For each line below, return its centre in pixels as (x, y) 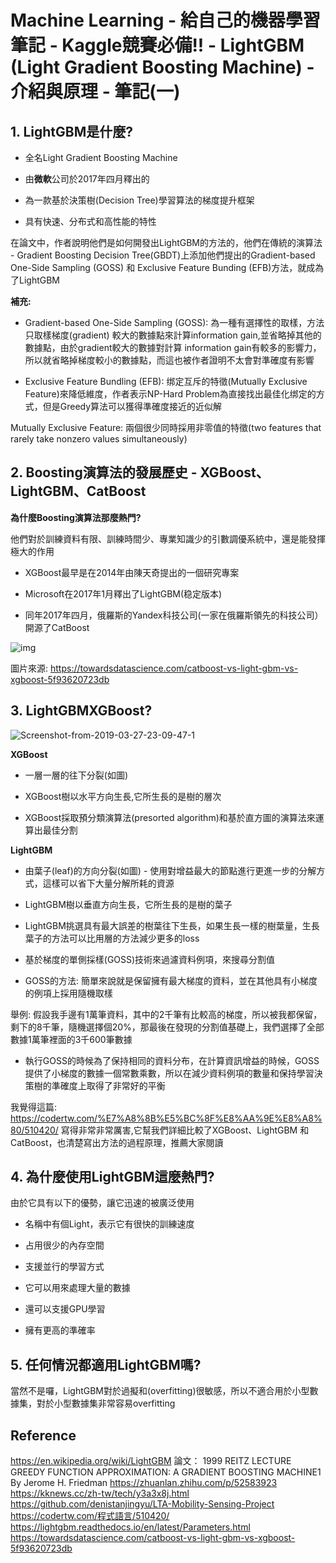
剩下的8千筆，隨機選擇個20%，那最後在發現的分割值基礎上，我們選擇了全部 (167, 1027)
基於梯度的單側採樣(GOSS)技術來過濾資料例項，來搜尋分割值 (150, 959)
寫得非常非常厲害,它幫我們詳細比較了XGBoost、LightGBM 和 (185, 1130)
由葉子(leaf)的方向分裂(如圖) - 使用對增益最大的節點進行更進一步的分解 (170, 870)
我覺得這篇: (34, 1107)
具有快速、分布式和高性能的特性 (90, 221)
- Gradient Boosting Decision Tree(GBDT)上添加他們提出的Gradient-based (163, 255)
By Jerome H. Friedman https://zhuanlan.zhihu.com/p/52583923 (144, 1483)
